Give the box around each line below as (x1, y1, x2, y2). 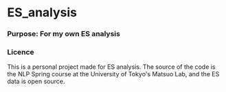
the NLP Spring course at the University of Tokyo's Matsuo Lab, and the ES (7, 70, 220, 78)
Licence (7, 48, 34, 57)
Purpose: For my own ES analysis (7, 29, 120, 39)
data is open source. (7, 77, 65, 86)
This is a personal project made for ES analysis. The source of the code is (7, 63, 216, 71)
